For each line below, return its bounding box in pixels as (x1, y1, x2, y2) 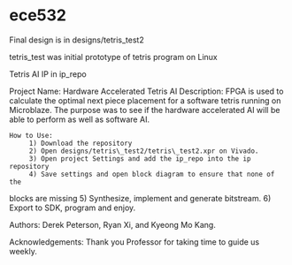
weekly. (9, 246, 37, 256)
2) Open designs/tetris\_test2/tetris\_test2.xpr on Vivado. (28, 147, 259, 155)
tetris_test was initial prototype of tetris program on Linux (9, 51, 219, 62)
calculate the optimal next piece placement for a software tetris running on (9, 95, 281, 106)
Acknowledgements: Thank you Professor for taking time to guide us (9, 236, 260, 247)
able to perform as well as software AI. (9, 114, 150, 125)
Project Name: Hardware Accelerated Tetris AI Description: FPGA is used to (9, 86, 284, 96)
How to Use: (9, 131, 53, 140)
